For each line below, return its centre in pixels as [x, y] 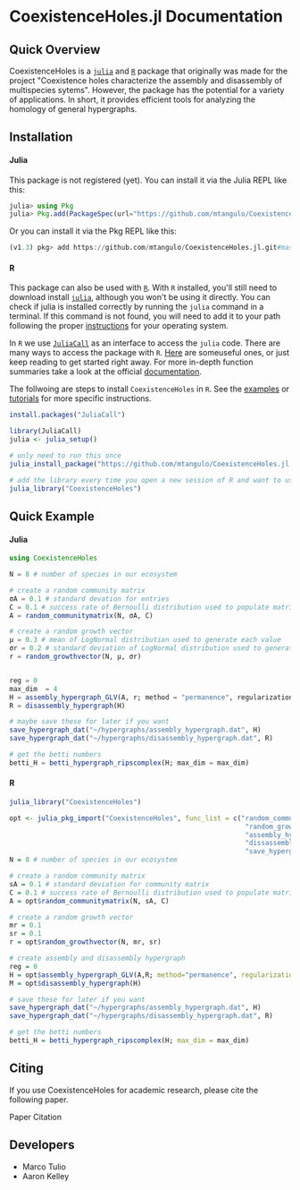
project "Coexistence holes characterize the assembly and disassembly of [146, 81]
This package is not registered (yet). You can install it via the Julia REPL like [148, 180]
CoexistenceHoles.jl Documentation [146, 17]
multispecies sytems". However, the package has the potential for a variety [147, 90]
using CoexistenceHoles [54, 558]
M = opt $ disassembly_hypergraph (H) [75, 983]
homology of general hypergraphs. [73, 109]
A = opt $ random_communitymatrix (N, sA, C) [89, 901]
